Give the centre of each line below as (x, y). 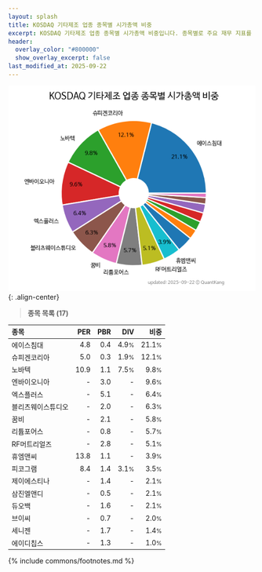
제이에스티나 (31, 481)
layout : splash (33, 16)
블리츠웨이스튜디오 (40, 406)
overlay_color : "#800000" (58, 50)
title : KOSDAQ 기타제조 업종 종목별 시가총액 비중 (80, 25)
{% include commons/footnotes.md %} (71, 561)
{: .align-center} (34, 297)
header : (21, 42)
